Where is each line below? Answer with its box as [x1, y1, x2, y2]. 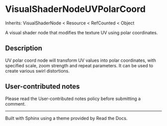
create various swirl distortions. [5, 68, 70, 74]
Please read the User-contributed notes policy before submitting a [5, 96, 141, 102]
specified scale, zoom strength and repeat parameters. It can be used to [5, 62, 153, 68]
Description [5, 44, 42, 53]
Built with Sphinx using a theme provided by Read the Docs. [5, 115, 128, 121]
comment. [5, 101, 26, 107]
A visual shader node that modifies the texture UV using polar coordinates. [5, 29, 158, 35]
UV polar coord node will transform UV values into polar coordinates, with [5, 57, 157, 63]
